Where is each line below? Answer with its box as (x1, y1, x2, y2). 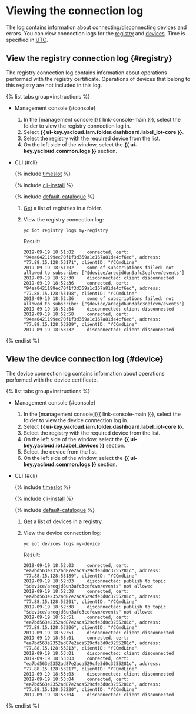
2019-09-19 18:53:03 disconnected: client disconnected (23, 671, 174, 677)
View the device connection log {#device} (6, 354, 164, 364)
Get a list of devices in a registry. (23, 518, 104, 525)
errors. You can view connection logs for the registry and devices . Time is (6, 30, 185, 37)
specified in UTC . (6, 36, 48, 43)
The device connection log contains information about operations (6, 370, 165, 377)
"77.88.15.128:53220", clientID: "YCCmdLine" (23, 686, 137, 692)
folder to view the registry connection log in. (23, 122, 131, 129)
